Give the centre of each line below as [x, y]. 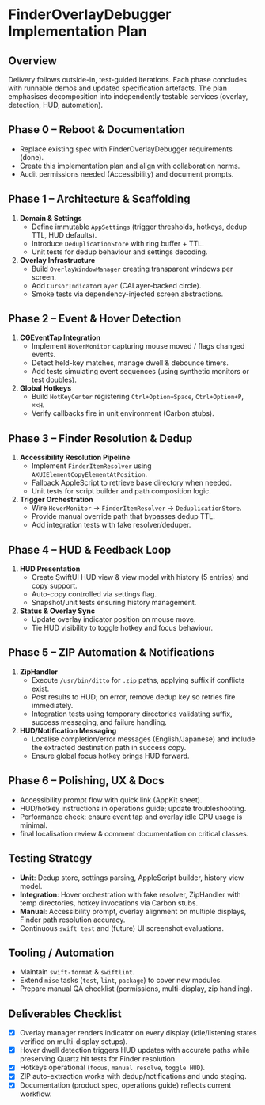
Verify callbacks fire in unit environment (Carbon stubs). [123, 413]
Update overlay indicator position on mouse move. [114, 619]
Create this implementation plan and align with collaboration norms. [130, 166]
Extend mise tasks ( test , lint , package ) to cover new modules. [121, 981]
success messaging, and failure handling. [99, 722]
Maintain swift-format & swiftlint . [77, 972]
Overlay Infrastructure [57, 260]
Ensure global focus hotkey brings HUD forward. [110, 756]
